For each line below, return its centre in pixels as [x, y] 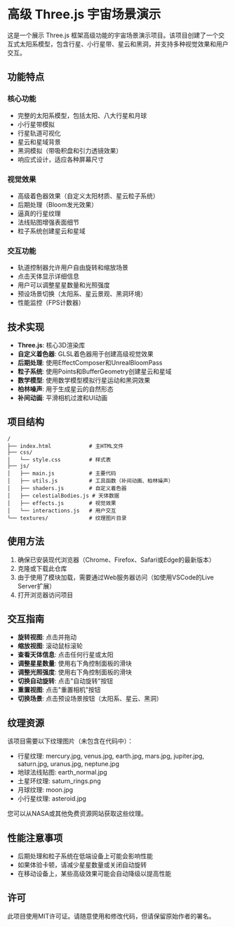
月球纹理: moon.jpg [45, 790]
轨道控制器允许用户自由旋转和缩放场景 [73, 268]
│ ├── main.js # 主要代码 [62, 473]
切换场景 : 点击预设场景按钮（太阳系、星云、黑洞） [90, 699]
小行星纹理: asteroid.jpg [52, 798]
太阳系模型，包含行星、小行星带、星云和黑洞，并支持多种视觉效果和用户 [124, 44]
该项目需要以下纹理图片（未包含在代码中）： [70, 741]
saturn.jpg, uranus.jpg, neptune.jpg [68, 764]
